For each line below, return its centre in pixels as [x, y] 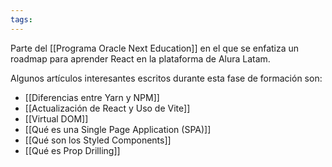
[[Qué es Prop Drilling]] [72, 150]
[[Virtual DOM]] [56, 118]
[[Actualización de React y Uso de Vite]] [107, 108]
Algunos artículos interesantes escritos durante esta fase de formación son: [166, 78]
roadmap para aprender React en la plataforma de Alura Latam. [140, 58]
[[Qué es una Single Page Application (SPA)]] [118, 129]
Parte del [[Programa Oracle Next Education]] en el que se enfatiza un [155, 48]
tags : [21, 19]
